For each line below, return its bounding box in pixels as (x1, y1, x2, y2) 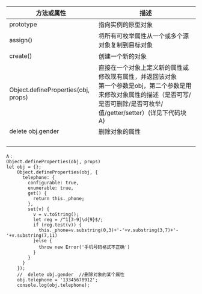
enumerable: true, (28, 185, 74, 191)
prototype (9, 20, 37, 28)
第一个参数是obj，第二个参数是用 (98, 81, 192, 90)
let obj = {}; (6, 164, 42, 170)
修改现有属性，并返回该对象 (98, 72, 177, 81)
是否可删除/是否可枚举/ (98, 99, 164, 108)
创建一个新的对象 (98, 52, 147, 60)
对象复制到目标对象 (98, 41, 153, 49)
